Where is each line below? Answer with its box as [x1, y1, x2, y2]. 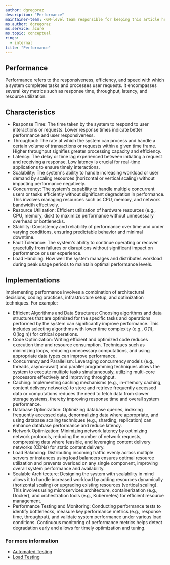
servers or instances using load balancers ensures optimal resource [12, 455, 154, 461]
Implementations [5, 276, 60, 284]
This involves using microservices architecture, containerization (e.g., [12, 487, 158, 493]
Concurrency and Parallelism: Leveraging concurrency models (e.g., [12, 358, 155, 364]
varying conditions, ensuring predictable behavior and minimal [12, 229, 143, 235]
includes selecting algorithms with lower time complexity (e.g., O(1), [12, 326, 154, 332]
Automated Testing [12, 549, 53, 555]
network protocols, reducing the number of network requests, [12, 433, 142, 440]
